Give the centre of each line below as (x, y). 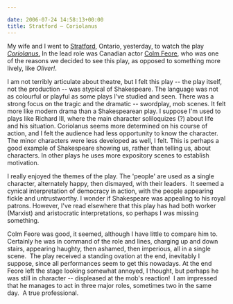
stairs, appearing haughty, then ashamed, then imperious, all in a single (109, 248)
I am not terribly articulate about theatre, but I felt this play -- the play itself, (114, 81)
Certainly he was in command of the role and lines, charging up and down (113, 241)
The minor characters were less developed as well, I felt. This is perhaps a (113, 140)
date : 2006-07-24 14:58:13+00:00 (55, 19)
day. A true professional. (43, 293)
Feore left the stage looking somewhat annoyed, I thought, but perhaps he (113, 271)
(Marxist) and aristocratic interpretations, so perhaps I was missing (103, 213)
